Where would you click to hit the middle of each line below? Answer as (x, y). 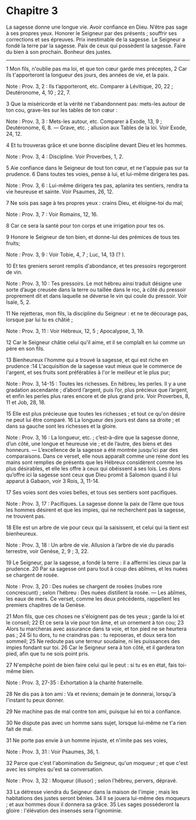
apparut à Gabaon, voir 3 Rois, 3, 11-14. (53, 481)
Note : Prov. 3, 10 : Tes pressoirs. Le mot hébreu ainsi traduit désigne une (94, 283)
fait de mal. (20, 729)
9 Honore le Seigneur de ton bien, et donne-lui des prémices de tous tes (93, 237)
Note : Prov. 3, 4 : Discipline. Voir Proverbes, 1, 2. (65, 156)
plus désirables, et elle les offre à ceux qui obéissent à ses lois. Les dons (94, 468)
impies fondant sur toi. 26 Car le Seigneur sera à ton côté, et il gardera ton (95, 647)
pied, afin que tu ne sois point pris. (48, 653)
